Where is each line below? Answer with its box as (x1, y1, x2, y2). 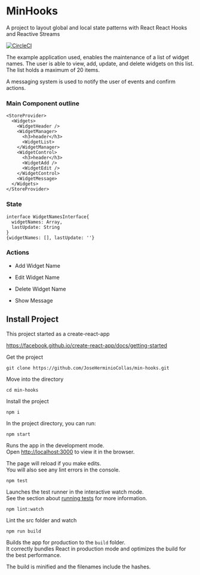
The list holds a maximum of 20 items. (6, 66, 100, 73)
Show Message (14, 296, 53, 304)
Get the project (6, 353, 44, 361)
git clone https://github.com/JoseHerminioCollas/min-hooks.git (6, 365, 170, 371)
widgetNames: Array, (11, 219, 63, 225)
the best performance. (6, 551, 61, 558)
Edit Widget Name (14, 274, 60, 281)
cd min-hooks (6, 387, 39, 393)
